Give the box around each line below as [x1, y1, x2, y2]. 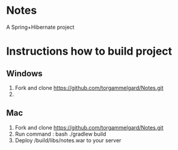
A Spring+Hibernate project [6, 23, 75, 31]
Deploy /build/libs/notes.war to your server [14, 136, 121, 144]
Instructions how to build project [6, 44, 173, 58]
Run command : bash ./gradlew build [14, 130, 106, 137]
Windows [6, 68, 43, 79]
